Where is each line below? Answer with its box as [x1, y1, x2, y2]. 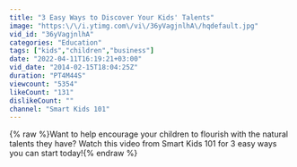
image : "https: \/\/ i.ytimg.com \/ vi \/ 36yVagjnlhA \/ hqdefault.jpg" [9, 21, 258, 30]
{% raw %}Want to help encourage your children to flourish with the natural [9, 129, 289, 139]
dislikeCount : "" [9, 96, 74, 105]
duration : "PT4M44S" [9, 71, 87, 80]
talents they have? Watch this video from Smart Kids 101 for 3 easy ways [9, 138, 277, 149]
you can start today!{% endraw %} [9, 148, 138, 159]
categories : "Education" [9, 38, 102, 47]
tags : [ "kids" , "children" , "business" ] [9, 46, 154, 55]
